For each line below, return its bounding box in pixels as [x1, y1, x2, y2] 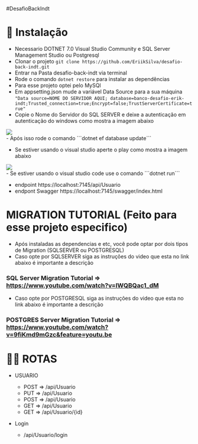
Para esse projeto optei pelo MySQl [14, 82, 102, 89]
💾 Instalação [6, 26, 68, 39]
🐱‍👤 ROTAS [6, 352, 57, 366]
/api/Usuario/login [23, 432, 68, 439]
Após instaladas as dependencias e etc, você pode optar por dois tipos [14, 240, 189, 247]
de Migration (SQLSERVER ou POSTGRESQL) [14, 247, 125, 254]
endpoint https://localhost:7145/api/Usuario [14, 181, 121, 188]
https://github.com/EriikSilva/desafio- [82, 59, 183, 64]
